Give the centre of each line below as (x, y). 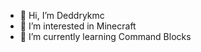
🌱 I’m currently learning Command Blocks (105, 36)
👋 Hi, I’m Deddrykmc (62, 15)
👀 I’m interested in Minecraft (78, 26)
